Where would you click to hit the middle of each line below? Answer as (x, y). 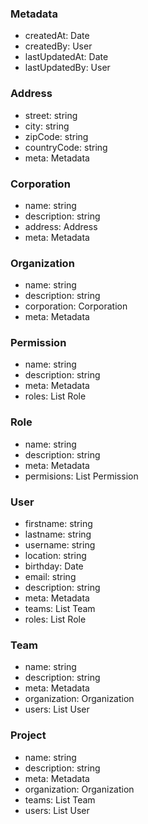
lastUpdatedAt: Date (66, 57)
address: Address (61, 226)
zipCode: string (56, 136)
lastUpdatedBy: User (67, 68)
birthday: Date (54, 566)
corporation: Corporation (76, 306)
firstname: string (58, 524)
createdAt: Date (57, 36)
